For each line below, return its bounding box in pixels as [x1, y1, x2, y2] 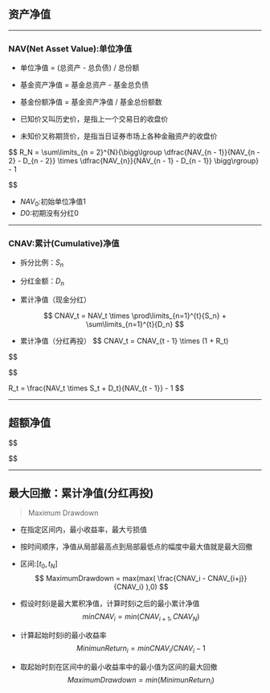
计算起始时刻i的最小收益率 [19, 630, 107, 640]
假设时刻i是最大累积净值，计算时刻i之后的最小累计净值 [19, 599, 200, 608]
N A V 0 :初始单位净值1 [19, 196, 86, 208]
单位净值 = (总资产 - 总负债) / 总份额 [19, 63, 140, 72]
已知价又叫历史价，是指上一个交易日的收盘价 [19, 114, 169, 124]
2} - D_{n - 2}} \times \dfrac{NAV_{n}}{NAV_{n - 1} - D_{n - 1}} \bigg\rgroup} [8, 156, 260, 166]
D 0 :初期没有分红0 [19, 208, 79, 217]
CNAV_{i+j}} [207, 574, 247, 584]
